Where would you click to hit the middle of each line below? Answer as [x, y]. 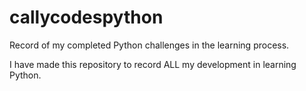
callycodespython [86, 17]
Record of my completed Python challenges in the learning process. [149, 45]
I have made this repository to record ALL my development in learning [153, 64]
